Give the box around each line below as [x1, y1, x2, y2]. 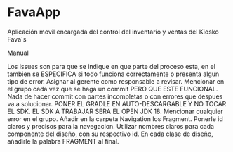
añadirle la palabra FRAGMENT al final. [7, 137, 119, 145]
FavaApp [7, 4, 61, 20]
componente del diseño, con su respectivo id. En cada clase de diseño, [7, 129, 214, 138]
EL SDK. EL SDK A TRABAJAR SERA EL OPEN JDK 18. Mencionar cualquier [7, 107, 223, 115]
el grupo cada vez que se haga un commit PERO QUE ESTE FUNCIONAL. [7, 84, 218, 93]
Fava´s [7, 34, 27, 43]
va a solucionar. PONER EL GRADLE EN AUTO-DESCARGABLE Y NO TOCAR [7, 99, 227, 108]
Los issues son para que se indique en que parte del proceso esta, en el [7, 62, 216, 70]
